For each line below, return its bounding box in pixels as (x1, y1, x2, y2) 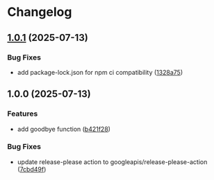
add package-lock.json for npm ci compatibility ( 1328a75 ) (17, 68, 183, 76)
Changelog (7, 4, 72, 20)
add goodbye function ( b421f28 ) (17, 125, 111, 133)
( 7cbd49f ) (17, 165, 47, 173)
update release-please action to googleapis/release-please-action (17, 157, 208, 166)
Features (7, 109, 38, 118)
